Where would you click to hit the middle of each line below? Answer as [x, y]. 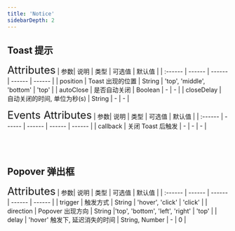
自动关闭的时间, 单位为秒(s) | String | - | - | [68, 99]
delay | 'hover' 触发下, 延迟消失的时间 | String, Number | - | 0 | [97, 220]
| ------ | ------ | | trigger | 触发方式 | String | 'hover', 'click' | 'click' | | [107, 202]
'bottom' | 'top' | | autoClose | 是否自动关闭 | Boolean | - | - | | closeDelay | [114, 90]
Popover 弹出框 [41, 171]
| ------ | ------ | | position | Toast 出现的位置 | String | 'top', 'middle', [106, 81]
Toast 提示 [31, 50]
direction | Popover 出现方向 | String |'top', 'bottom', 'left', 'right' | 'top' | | [112, 211]
